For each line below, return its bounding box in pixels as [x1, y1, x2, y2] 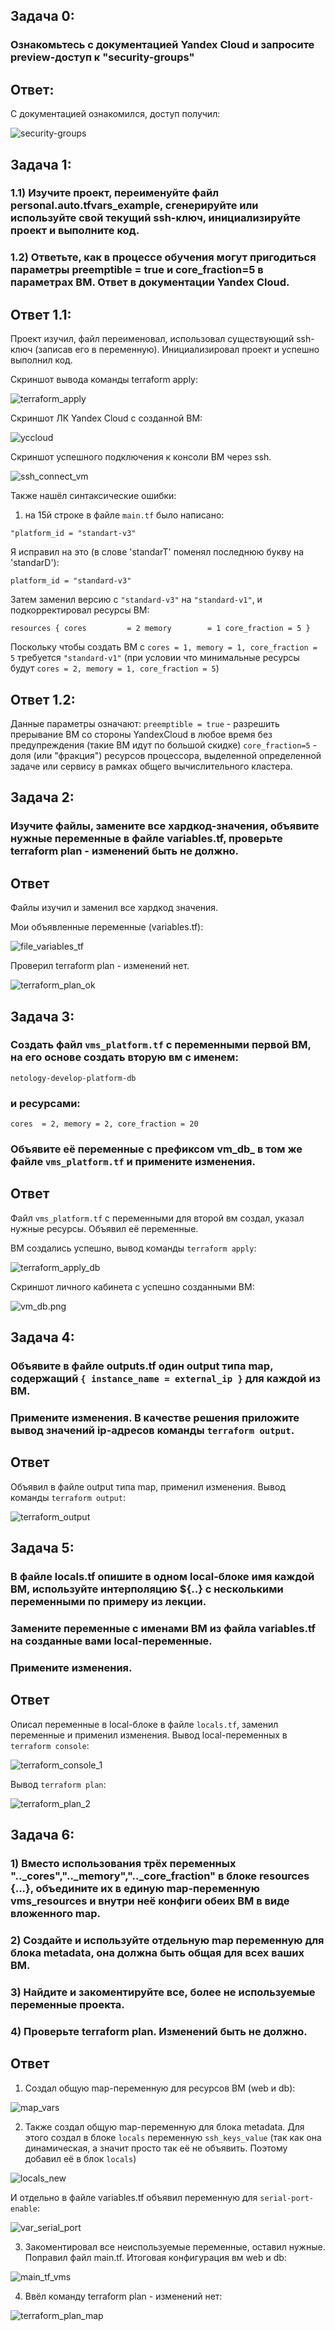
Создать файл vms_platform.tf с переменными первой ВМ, [10, 1038, 312, 1052]
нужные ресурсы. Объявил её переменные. [10, 1222, 199, 1234]
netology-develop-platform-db [10, 1073, 137, 1083]
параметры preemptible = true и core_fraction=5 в [10, 263, 264, 277]
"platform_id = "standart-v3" [10, 529, 137, 539]
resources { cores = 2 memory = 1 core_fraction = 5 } [10, 624, 311, 634]
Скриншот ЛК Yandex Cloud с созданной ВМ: [10, 412, 203, 424]
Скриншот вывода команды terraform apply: [10, 374, 199, 386]
